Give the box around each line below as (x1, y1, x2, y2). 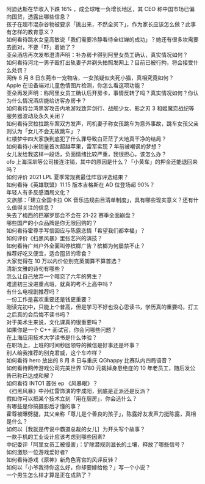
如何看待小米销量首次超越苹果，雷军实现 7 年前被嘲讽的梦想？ (6, 143, 162, 150)
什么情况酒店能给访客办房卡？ (11, 97, 87, 104)
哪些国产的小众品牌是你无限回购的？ (6, 219, 98, 226)
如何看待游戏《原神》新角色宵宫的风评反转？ (6, 456, 119, 463)
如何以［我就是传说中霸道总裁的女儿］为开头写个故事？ (6, 425, 145, 433)
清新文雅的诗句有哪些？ (6, 265, 65, 272)
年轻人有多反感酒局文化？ (6, 189, 71, 196)
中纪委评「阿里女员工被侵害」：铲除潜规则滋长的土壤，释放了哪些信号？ (6, 441, 185, 448)
